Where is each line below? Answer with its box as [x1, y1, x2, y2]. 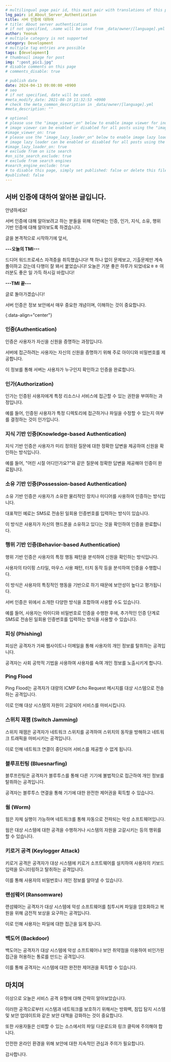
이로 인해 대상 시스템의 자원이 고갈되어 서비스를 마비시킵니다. [5, 702, 126, 708]
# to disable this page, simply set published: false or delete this [5, 167, 156, 173]
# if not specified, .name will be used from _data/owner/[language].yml [5, 26, 165, 32]
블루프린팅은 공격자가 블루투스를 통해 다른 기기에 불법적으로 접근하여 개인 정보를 [5, 772, 164, 778]
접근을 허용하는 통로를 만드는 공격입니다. [5, 954, 85, 960]
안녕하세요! [5, 207, 27, 213]
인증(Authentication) [5, 326, 57, 333]
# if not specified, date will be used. [5, 92, 93, 97]
